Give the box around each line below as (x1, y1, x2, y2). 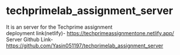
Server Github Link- (6, 36, 54, 43)
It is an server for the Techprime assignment (6, 23, 113, 30)
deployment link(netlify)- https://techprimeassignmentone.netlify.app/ (6, 29, 174, 36)
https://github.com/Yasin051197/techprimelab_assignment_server (6, 42, 164, 49)
